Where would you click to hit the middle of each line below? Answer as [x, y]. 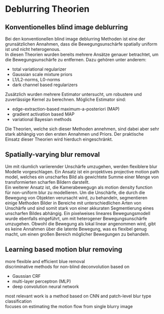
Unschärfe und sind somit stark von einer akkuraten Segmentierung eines [80, 208]
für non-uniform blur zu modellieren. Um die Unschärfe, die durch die [75, 193]
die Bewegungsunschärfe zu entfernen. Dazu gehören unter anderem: [76, 60]
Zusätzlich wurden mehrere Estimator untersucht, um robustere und [73, 94]
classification [18, 301]
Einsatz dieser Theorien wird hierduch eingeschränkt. [59, 139]
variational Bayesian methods [42, 119]
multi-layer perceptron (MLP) [41, 281]
